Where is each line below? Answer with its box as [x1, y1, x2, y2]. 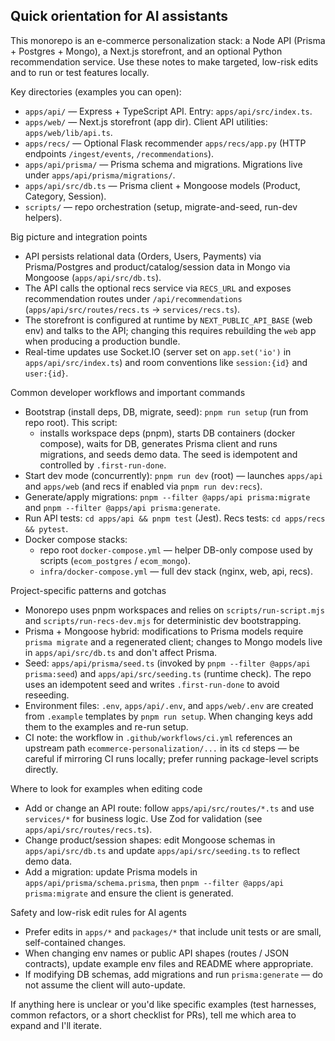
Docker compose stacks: [24, 533, 128, 545]
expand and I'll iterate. [10, 1019, 102, 1031]
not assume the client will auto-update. [24, 979, 186, 991]
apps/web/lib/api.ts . [24, 126, 113, 138]
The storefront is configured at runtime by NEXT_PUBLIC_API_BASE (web [24, 314, 313, 326]
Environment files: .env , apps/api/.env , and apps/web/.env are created [24, 699, 314, 711]
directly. [24, 763, 59, 775]
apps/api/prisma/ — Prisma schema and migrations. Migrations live [24, 158, 303, 170]
